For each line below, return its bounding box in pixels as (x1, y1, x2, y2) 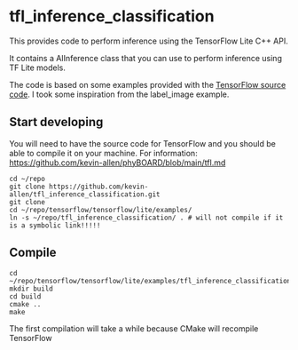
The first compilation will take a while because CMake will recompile (9, 322, 259, 334)
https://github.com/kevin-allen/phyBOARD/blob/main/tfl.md (9, 157, 226, 168)
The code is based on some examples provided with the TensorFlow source (9, 79, 286, 90)
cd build (9, 291, 42, 301)
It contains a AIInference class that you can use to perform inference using (9, 52, 282, 63)
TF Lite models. (9, 62, 67, 73)
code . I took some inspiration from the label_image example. (9, 89, 230, 99)
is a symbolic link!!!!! (9, 220, 101, 230)
